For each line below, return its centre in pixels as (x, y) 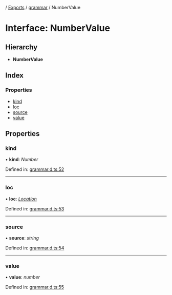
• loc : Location (21, 199)
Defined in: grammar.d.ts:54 (35, 248)
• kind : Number (22, 160)
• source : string (22, 238)
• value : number (23, 277)
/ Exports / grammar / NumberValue (43, 7)
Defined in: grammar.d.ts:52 (35, 169)
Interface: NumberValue (58, 28)
